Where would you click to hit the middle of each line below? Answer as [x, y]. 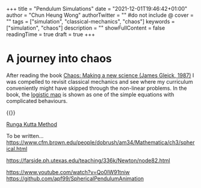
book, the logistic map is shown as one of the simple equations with [90, 94]
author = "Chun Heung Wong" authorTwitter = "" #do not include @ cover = [100, 15]
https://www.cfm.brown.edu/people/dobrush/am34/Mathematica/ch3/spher [100, 142]
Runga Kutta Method [32, 124]
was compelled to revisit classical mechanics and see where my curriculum [100, 81]
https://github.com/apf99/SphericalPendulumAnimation [75, 178]
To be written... [25, 136]
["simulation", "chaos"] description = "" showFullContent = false [86, 28]
